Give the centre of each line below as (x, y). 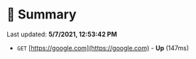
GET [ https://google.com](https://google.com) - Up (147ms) (103, 48)
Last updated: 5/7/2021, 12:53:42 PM (62, 34)
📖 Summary (42, 15)
